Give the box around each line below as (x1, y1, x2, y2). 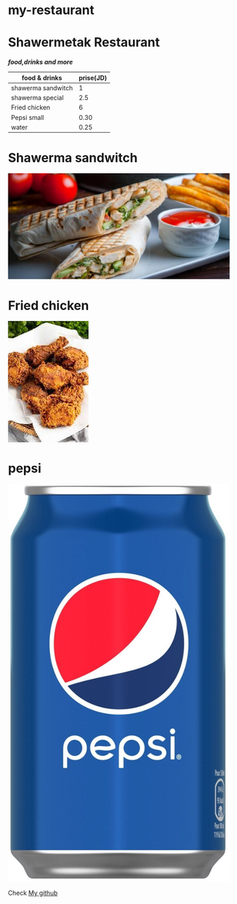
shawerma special (11, 94, 64, 102)
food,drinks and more (8, 58, 73, 66)
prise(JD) (78, 73, 108, 82)
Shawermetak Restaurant (8, 35, 160, 51)
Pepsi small (11, 113, 44, 121)
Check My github (8, 888, 58, 897)
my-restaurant (8, 2, 95, 18)
